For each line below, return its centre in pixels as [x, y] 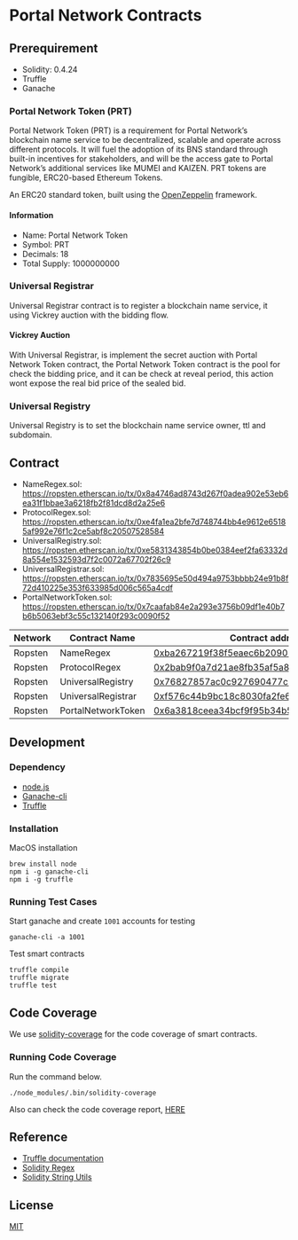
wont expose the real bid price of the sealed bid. [98, 383]
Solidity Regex [48, 1168]
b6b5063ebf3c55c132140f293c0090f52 [96, 616]
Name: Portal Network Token [75, 235]
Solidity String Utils [57, 1177]
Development [47, 742]
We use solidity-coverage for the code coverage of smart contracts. [133, 1034]
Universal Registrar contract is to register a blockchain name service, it [138, 305]
